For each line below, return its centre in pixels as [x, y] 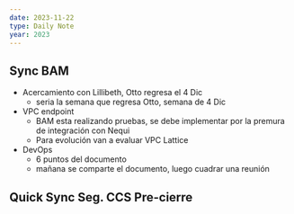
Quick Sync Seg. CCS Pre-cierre [101, 197]
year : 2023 [30, 34]
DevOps [37, 150]
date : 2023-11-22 [42, 18]
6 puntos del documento [81, 159]
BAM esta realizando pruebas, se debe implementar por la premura [160, 121]
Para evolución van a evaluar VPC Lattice [112, 140]
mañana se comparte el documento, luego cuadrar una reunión [152, 169]
